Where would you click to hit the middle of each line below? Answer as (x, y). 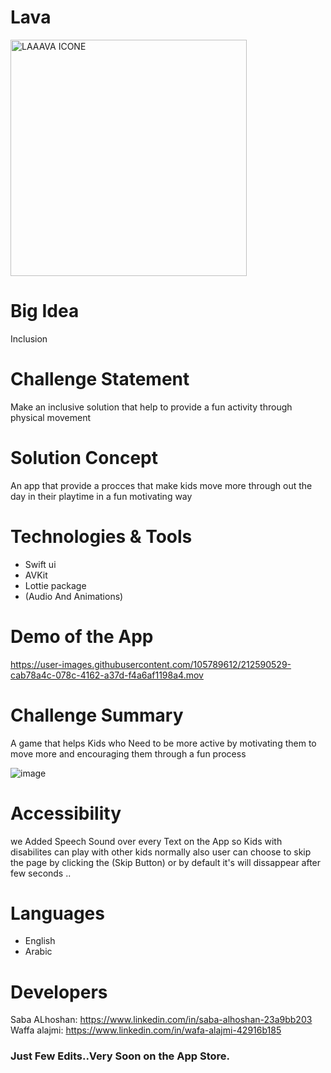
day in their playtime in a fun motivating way (101, 496)
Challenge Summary (97, 715)
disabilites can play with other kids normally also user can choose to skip (161, 852)
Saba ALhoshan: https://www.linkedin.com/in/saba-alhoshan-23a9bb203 (161, 1020)
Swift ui (40, 564)
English (40, 941)
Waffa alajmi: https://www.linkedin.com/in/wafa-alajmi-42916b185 (146, 1030)
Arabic (38, 952)
